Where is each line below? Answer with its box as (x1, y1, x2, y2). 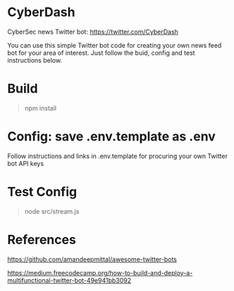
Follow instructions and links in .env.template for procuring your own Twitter (7, 152, 228, 160)
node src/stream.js (24, 207, 80, 215)
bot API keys (7, 159, 44, 167)
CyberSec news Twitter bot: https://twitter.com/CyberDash (7, 27, 178, 36)
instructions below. (7, 56, 62, 64)
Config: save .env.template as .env (7, 129, 216, 145)
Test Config (7, 184, 78, 200)
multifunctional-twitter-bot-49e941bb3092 (7, 276, 132, 285)
